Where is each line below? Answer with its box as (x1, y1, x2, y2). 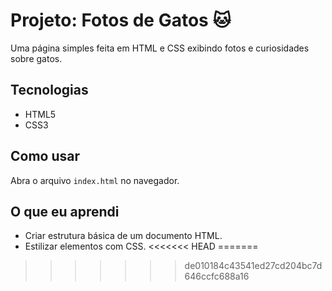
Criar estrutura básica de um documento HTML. (24, 230, 223, 242)
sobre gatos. (10, 52, 63, 64)
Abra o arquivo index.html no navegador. (10, 174, 180, 186)
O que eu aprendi (10, 203, 120, 220)
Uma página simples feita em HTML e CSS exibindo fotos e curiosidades (10, 42, 310, 54)
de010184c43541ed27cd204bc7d (184, 260, 323, 272)
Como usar (10, 148, 81, 165)
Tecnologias (10, 82, 89, 99)
